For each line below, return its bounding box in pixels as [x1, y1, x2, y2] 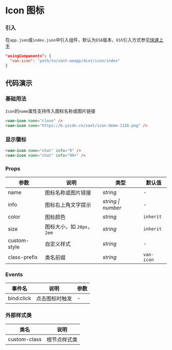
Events [5, 270, 23, 278]
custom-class [8, 336, 42, 343]
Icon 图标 [5, 5, 45, 16]
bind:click [8, 295, 32, 302]
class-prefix [8, 254, 38, 261]
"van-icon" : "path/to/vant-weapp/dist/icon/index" [10, 59, 120, 64]
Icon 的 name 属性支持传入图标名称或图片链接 [5, 108, 96, 114]
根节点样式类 [47, 336, 78, 343]
